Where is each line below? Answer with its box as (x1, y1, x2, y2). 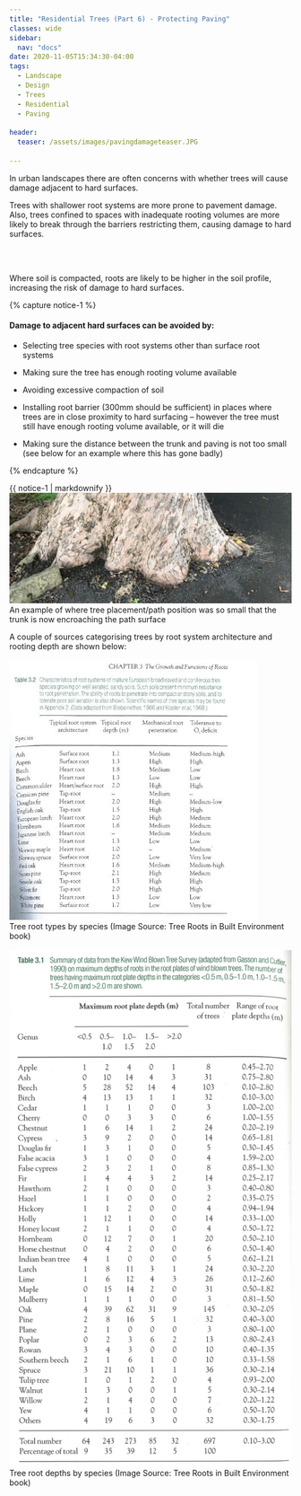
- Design (17, 81, 50, 90)
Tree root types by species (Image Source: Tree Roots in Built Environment (9, 920, 285, 931)
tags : (9, 62, 30, 71)
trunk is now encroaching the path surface (9, 613, 167, 624)
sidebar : (9, 33, 42, 42)
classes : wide (9, 23, 63, 33)
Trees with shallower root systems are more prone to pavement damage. (9, 199, 278, 210)
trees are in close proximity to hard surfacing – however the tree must (21, 411, 279, 422)
